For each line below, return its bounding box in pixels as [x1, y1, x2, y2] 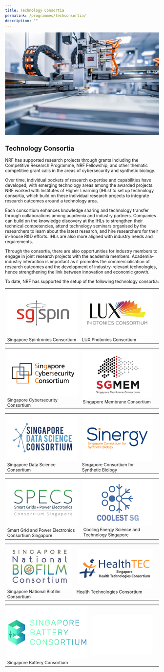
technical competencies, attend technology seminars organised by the [5, 223, 147, 229]
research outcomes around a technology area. [5, 198, 99, 204]
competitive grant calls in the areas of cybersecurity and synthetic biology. [5, 168, 156, 174]
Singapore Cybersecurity [7, 397, 58, 403]
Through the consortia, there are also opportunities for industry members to [5, 248, 158, 254]
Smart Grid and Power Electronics [7, 527, 75, 533]
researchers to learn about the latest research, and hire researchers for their [5, 228, 159, 234]
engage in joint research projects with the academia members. [5, 253, 131, 259]
